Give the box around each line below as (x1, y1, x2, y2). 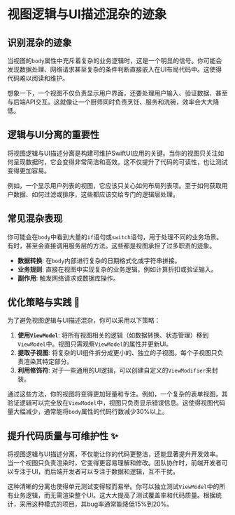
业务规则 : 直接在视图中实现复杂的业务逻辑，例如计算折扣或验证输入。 (17, 265, 218, 274)
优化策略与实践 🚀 (7, 296, 80, 309)
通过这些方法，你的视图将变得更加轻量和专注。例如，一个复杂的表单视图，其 (7, 390, 228, 399)
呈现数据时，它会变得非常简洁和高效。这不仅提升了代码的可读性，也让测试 (13, 157, 228, 166)
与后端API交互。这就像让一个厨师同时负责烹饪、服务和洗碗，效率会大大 (7, 98, 213, 106)
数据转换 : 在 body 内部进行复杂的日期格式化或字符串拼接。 (17, 256, 181, 265)
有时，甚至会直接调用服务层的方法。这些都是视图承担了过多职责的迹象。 (7, 241, 215, 250)
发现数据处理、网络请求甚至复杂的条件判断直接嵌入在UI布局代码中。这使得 (7, 65, 222, 74)
